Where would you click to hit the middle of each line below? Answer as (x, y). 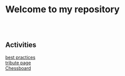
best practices (20, 57)
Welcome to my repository (62, 9)
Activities (21, 45)
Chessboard (18, 68)
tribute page (18, 63)
